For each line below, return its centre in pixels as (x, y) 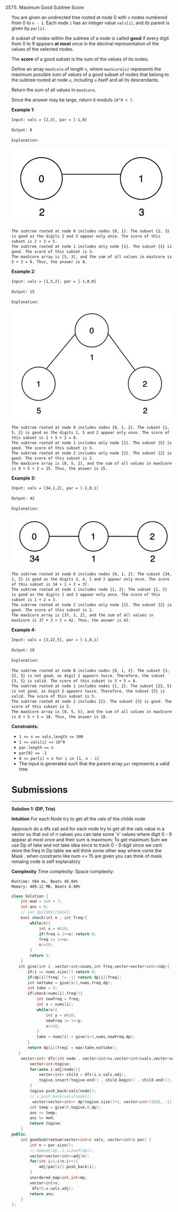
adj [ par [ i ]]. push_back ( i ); (68, 1167)
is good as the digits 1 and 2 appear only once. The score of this (86, 594)
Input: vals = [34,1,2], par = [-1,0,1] (55, 488)
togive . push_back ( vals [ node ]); (63, 1091)
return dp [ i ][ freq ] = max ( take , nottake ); (72, 1048)
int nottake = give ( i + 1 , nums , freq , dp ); (70, 983)
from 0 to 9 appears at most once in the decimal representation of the (85, 44)
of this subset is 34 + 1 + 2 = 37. (50, 584)
